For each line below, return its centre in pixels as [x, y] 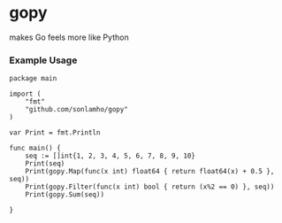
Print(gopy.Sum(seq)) [65, 195]
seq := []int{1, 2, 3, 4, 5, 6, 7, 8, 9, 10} [111, 156]
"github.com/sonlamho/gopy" [76, 110]
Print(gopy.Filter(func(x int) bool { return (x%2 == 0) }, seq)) [150, 187]
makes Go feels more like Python [69, 37]
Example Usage [43, 60]
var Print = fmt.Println [55, 133]
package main [33, 79]
